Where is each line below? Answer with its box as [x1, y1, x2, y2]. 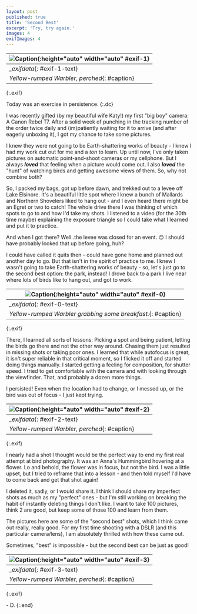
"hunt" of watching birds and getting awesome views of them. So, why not [6, 167, 186, 174]
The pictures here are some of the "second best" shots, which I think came [6, 518, 188, 525]
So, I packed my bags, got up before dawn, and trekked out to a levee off [6, 185, 183, 192]
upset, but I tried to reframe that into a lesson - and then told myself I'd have [6, 470, 191, 477]
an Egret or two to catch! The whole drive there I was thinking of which [6, 203, 178, 211]
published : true [6, 14, 46, 20]
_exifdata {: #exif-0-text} [9, 301, 78, 308]
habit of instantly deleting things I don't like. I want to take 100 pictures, [6, 500, 179, 507]
